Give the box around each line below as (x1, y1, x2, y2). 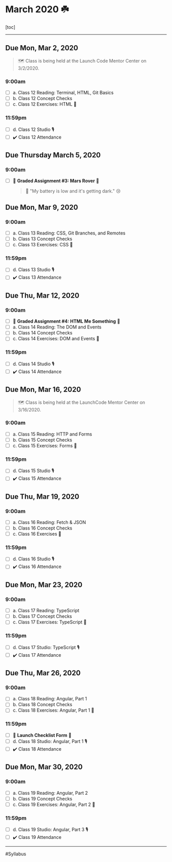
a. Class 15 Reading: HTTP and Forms (12, 431, 92, 437)
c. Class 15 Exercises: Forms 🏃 (12, 442, 77, 448)
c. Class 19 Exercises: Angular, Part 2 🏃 (12, 801, 96, 808)
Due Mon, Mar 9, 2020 (5, 203, 78, 211)
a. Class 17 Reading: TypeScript (12, 608, 79, 614)
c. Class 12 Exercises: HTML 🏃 (12, 101, 77, 107)
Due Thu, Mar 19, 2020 (5, 492, 79, 501)
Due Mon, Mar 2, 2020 (5, 44, 78, 52)
